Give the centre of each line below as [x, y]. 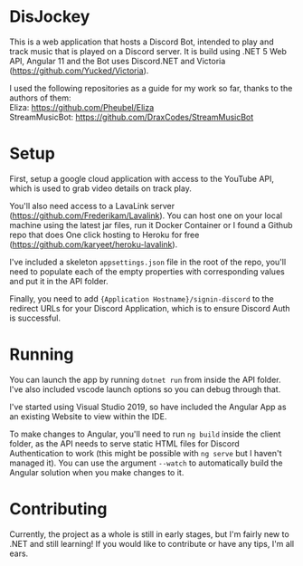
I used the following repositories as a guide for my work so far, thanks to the [151, 88]
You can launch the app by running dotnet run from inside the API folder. [145, 379]
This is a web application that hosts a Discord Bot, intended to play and [142, 42]
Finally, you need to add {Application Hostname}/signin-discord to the [142, 298]
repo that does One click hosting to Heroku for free [104, 235]
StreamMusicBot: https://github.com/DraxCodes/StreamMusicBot [132, 117]
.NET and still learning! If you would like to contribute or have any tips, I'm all [152, 543]
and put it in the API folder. [59, 281]
